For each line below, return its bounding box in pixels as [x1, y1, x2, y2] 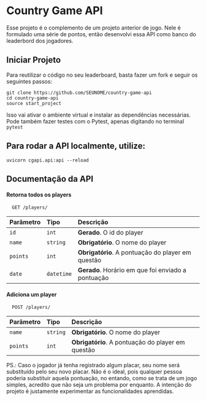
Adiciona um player [6, 290, 57, 298]
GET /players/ [12, 204, 48, 211]
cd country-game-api [6, 95, 59, 101]
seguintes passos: [6, 77, 53, 85]
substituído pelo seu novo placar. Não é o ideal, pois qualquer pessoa [6, 368, 183, 375]
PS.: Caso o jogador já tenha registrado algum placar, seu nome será [6, 362, 180, 369]
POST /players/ [12, 305, 51, 311]
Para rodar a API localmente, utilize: [6, 141, 146, 151]
